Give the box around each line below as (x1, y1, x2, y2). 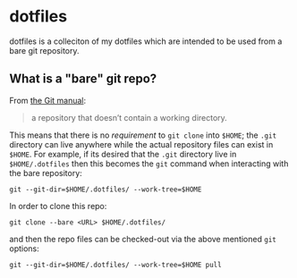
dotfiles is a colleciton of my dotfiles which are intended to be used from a (9, 36, 283, 46)
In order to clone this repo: (9, 200, 107, 211)
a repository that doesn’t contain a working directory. (30, 112, 228, 122)
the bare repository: (9, 167, 82, 178)
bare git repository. (9, 45, 80, 55)
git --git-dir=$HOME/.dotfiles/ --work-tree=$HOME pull (9, 260, 222, 269)
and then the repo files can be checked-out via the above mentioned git (9, 233, 277, 244)
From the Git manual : (9, 95, 87, 105)
